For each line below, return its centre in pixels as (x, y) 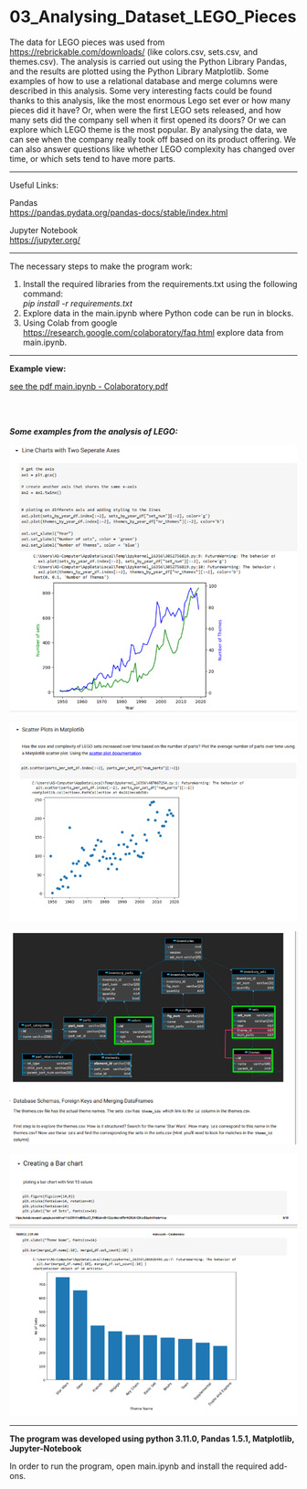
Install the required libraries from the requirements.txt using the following (160, 284)
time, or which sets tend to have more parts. (93, 158)
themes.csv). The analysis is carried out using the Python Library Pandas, (148, 61)
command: (43, 294)
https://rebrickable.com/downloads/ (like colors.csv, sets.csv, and (134, 51)
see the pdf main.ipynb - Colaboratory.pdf (89, 386)
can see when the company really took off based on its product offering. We (153, 139)
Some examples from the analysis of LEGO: (94, 431)
